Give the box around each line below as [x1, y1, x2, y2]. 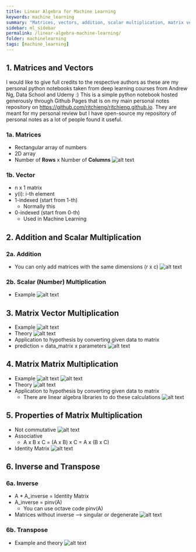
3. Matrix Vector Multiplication [6, 308, 120, 318]
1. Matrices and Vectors [6, 63, 94, 73]
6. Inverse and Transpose [6, 462, 100, 472]
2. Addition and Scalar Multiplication [6, 232, 142, 242]
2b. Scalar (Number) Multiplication [6, 278, 107, 286]
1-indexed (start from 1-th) [14, 197, 78, 204]
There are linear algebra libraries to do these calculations [23, 393, 161, 400]
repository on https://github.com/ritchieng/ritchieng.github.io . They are [6, 103, 177, 110]
